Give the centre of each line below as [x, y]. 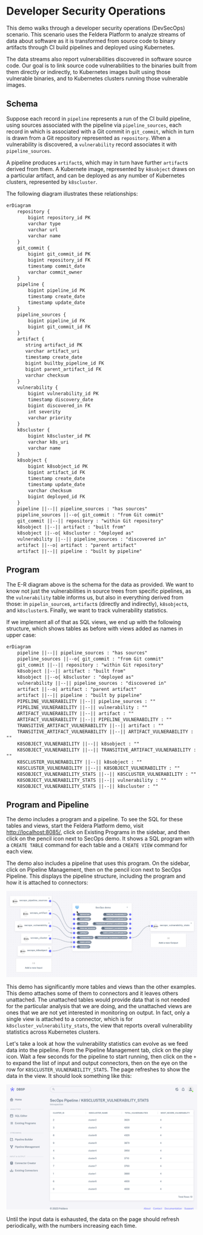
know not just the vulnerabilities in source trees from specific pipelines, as [99, 591]
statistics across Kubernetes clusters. [53, 1032]
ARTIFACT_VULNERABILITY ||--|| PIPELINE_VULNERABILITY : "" [95, 719]
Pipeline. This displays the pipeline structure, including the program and [96, 876]
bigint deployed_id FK [57, 496]
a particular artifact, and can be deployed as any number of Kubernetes [95, 175]
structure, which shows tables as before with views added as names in [95, 628]
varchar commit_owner [55, 272]
